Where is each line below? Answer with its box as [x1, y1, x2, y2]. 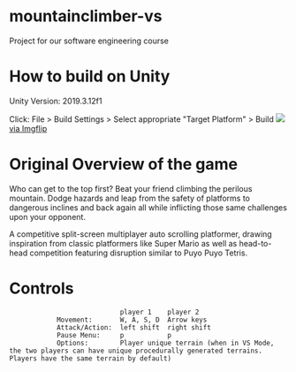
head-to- [239, 238, 272, 248]
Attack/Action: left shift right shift [56, 323, 212, 332]
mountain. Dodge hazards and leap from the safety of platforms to [9, 193, 250, 203]
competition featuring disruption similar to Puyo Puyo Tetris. [29, 247, 248, 258]
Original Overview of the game [9, 155, 239, 174]
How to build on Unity [9, 66, 171, 87]
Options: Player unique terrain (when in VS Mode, [56, 338, 275, 347]
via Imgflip [9, 123, 48, 133]
